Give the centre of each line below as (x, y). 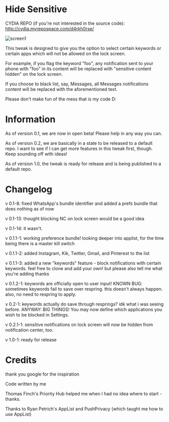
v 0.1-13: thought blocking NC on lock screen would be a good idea (75, 219)
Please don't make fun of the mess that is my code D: (61, 99)
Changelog (29, 190)
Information (30, 119)
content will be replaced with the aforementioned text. (61, 89)
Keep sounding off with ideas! (36, 154)
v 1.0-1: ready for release (31, 340)
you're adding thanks (27, 274)
